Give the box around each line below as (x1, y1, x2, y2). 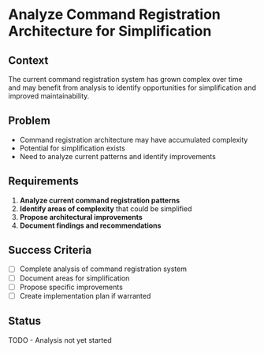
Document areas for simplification (19, 273, 130, 283)
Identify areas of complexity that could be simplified (19, 203, 192, 214)
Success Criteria (8, 243, 92, 257)
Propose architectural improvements (19, 212, 143, 221)
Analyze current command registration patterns (19, 195, 180, 205)
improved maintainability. (8, 91, 90, 100)
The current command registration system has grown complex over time (8, 75, 243, 84)
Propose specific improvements (19, 282, 124, 292)
